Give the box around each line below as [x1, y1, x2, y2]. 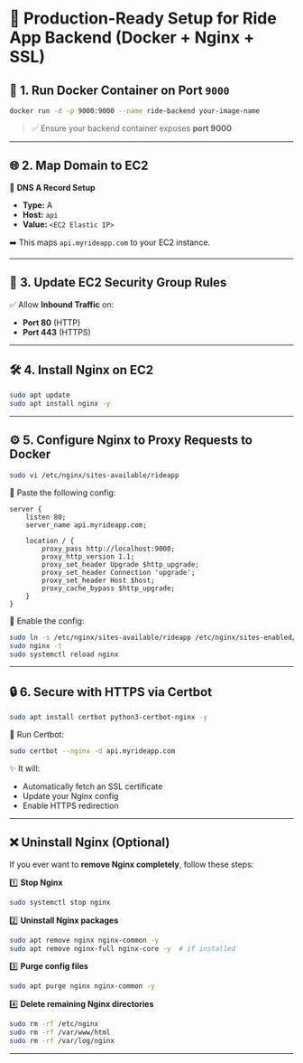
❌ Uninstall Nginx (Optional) [9, 835, 170, 851]
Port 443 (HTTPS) [22, 326, 92, 337]
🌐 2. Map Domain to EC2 [9, 158, 149, 174]
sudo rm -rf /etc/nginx [9, 1020, 99, 1029]
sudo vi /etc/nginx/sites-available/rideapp [9, 470, 179, 480]
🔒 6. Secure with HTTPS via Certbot [9, 684, 213, 700]
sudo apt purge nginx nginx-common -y [9, 982, 155, 991]
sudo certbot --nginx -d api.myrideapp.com [9, 747, 176, 756]
